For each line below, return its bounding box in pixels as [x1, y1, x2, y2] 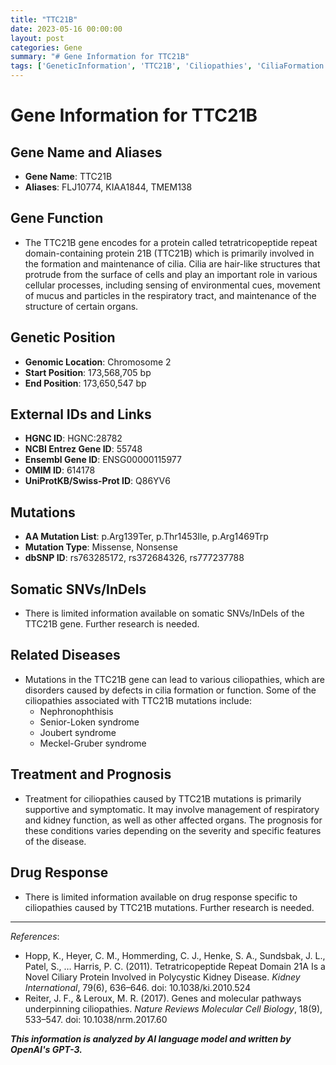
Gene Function [10, 210, 104, 227]
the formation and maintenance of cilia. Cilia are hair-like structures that [24, 257, 321, 270]
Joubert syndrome [39, 726, 117, 738]
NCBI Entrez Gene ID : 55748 [24, 443, 143, 455]
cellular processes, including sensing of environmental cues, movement [24, 279, 321, 291]
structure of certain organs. [24, 300, 139, 312]
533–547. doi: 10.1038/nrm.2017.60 [24, 1013, 168, 1025]
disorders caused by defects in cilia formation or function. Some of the [24, 684, 317, 696]
